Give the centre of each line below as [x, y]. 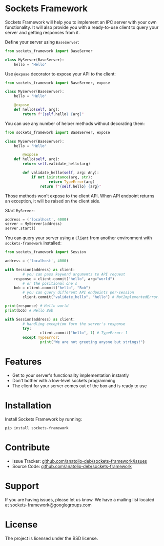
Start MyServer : [20, 210]
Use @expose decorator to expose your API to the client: [61, 74]
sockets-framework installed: [33, 243]
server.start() [20, 228]
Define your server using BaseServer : [42, 42]
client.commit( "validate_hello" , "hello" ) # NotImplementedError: [92, 297]
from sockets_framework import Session [46, 252]
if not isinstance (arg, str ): [62, 177]
